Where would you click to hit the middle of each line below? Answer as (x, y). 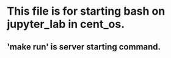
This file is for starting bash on (86, 11)
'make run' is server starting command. (84, 47)
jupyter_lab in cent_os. (66, 24)
